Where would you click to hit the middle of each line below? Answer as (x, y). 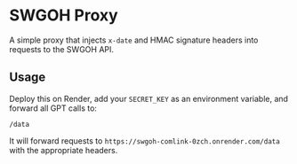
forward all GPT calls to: (53, 108)
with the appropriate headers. (64, 150)
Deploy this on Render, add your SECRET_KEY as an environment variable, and (149, 98)
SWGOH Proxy (64, 16)
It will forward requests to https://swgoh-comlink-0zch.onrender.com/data (144, 141)
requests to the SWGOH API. (61, 49)
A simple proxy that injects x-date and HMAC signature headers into (134, 40)
